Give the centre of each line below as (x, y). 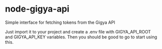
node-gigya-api (37, 9)
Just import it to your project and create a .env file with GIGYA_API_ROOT (78, 32)
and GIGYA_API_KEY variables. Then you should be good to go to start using (81, 37)
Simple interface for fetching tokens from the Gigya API (60, 22)
